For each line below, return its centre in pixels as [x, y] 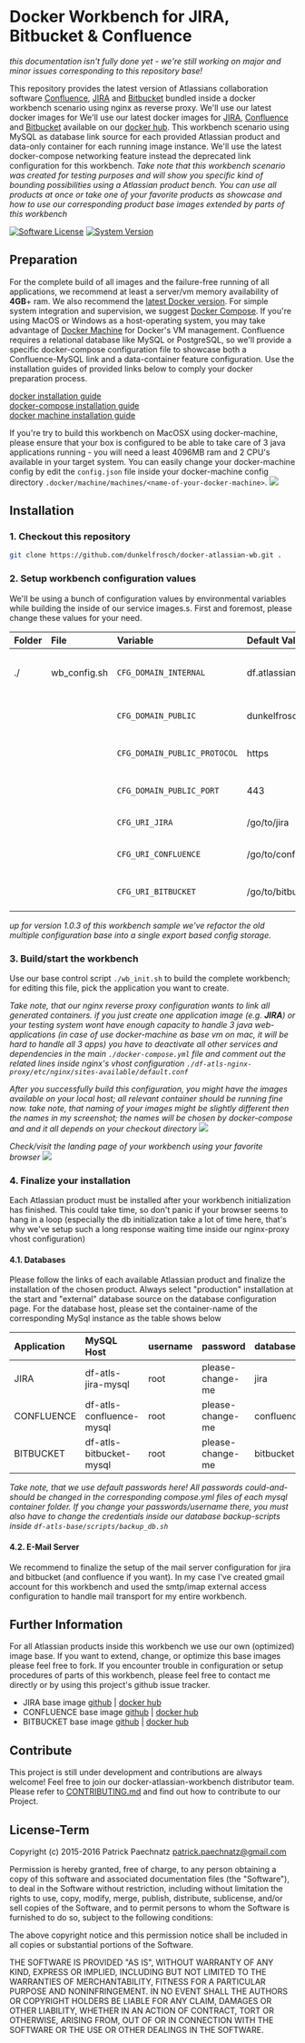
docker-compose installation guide [74, 405]
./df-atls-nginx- [219, 1064]
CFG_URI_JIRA [145, 822]
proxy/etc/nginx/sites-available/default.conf [99, 1072]
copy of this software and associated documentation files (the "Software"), [150, 1879]
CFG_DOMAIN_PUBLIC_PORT [168, 790]
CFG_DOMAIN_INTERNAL [161, 672]
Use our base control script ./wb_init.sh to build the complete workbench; [150, 978]
